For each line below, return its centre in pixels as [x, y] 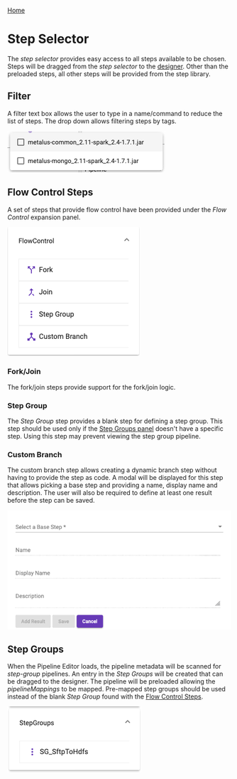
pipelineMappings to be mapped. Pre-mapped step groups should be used [116, 689]
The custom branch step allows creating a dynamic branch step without [112, 470]
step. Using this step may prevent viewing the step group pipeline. [104, 436]
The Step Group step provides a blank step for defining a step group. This [115, 421]
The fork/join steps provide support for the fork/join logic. [92, 387]
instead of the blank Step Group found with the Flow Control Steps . [105, 696]
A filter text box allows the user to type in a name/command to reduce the [115, 113]
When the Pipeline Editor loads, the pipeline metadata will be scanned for [114, 666]
